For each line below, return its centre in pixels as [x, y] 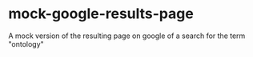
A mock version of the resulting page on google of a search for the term [127, 36]
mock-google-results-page [101, 14]
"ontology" [26, 44]
